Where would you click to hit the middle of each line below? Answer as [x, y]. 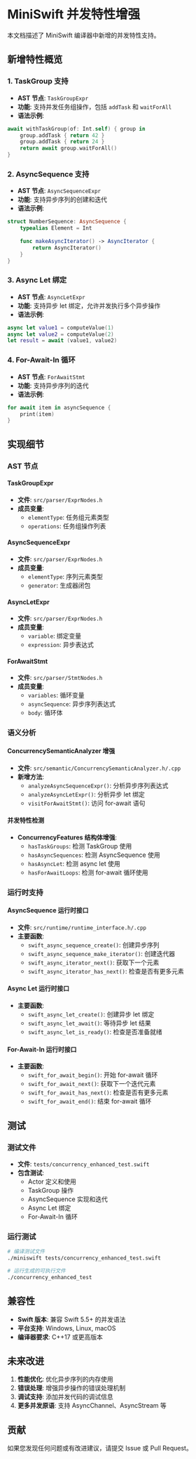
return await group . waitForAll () [69, 148]
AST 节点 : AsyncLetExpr [51, 296]
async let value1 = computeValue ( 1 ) [61, 327]
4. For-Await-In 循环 [41, 360]
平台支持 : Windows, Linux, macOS [67, 1328]
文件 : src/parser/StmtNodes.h [60, 678]
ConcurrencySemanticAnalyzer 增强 [61, 751]
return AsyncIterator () [67, 248]
